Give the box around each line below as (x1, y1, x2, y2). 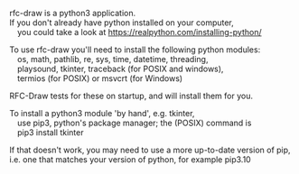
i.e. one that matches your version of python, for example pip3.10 (9, 154, 251, 165)
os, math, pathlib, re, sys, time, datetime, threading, (17, 54, 209, 64)
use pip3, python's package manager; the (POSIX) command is (17, 117, 252, 128)
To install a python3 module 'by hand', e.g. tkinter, (9, 108, 195, 118)
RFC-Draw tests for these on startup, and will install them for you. (9, 90, 253, 101)
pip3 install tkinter (17, 127, 84, 138)
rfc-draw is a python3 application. (9, 8, 136, 18)
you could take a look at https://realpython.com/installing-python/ (17, 27, 262, 37)
